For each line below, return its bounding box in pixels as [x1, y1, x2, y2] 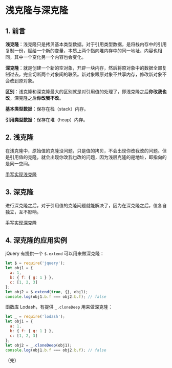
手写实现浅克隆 [5, 171, 37, 177]
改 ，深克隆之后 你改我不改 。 [5, 95, 64, 101]
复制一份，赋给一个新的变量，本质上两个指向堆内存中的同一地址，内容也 [5, 48, 158, 54]
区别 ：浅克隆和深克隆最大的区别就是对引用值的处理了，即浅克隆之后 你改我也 [5, 89, 167, 95]
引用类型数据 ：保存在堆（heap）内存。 [5, 117, 88, 123]
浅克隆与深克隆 [5, 5, 69, 16]
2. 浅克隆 [5, 133, 34, 142]
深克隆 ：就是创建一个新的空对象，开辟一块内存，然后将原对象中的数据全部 [5, 65, 162, 71]
